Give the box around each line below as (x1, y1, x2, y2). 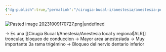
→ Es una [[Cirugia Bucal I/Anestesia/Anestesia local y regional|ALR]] (5, 30, 146, 36)
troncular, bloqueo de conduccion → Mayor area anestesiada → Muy (5, 36, 145, 42)
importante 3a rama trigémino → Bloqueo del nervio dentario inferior (5, 41, 145, 47)
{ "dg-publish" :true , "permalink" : (5, 7, 74, 12)
